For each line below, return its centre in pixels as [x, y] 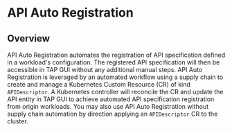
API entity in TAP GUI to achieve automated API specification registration [111, 99]
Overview [29, 38]
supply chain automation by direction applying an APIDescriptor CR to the [113, 114]
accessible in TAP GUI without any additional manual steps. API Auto [105, 70]
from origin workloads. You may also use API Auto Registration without [108, 106]
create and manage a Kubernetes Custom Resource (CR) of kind [99, 84]
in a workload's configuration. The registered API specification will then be [114, 62]
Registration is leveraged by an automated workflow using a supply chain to [115, 77]
